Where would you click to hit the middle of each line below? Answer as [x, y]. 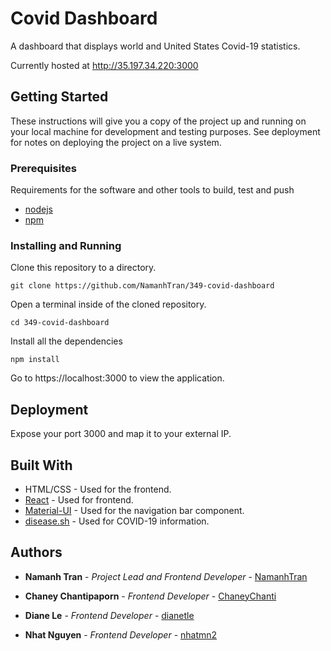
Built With [41, 465]
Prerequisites [43, 168]
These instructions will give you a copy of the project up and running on [158, 121]
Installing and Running [66, 245]
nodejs [38, 209]
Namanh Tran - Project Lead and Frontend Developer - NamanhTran [166, 576]
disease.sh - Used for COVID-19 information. [117, 521]
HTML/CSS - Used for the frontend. [98, 489]
